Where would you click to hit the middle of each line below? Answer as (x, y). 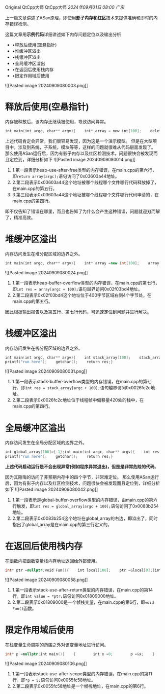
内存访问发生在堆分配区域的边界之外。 (44, 254)
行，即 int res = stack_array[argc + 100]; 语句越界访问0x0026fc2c (81, 388)
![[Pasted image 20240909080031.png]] (46, 371)
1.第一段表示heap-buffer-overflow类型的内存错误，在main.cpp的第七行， (86, 283)
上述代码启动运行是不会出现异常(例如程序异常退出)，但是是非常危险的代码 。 (82, 467)
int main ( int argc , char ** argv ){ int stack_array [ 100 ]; (68, 357)
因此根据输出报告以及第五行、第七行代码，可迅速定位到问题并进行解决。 (78, 312)
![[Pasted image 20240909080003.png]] (47, 86)
